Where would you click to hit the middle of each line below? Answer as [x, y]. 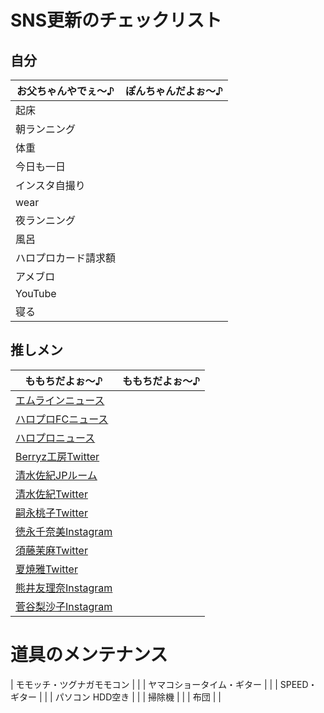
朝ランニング [46, 129]
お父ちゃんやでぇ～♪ [65, 91]
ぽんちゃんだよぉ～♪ [174, 91]
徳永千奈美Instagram [64, 531]
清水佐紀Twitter [51, 494]
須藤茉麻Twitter [51, 550]
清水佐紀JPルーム [56, 475]
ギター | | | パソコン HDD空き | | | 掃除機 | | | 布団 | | [116, 697]
